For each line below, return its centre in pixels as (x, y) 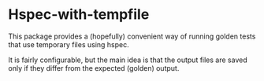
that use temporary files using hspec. (69, 44)
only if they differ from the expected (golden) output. (94, 68)
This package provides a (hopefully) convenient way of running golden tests (132, 36)
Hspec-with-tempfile (79, 15)
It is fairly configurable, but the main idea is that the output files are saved (128, 60)
